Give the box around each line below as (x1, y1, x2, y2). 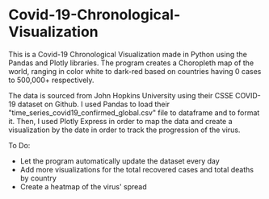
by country (19, 173, 57, 183)
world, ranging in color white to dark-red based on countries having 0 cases (8, 66, 262, 76)
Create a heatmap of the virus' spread (19, 181, 147, 191)
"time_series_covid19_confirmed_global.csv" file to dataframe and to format (8, 107, 260, 118)
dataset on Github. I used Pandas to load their (17, 99, 170, 109)
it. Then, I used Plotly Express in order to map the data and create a (8, 116, 233, 126)
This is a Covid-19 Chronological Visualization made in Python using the (8, 49, 248, 59)
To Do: (8, 140, 31, 150)
